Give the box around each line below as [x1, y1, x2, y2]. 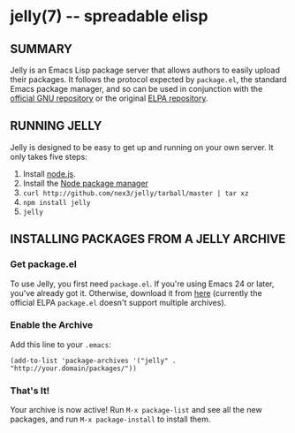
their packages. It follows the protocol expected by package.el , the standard [10, 74, 287, 85]
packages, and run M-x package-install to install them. [10, 414, 211, 425]
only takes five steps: [10, 151, 87, 162]
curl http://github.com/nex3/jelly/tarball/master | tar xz [22, 188, 249, 198]
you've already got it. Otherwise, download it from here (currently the [10, 287, 263, 298]
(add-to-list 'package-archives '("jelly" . [10, 356, 177, 365]
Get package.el [10, 258, 78, 270]
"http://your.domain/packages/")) [10, 364, 138, 373]
